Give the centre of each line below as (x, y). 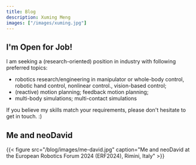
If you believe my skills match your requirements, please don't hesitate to (96, 110)
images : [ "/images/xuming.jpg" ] (46, 23)
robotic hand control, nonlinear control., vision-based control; (91, 86)
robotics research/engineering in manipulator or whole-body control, (99, 80)
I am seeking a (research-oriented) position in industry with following (91, 62)
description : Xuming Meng (38, 17)
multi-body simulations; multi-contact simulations (76, 99)
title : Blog (21, 12)
